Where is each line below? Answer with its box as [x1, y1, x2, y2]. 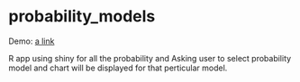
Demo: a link [8, 36, 55, 46]
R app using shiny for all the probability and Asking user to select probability [8, 53, 292, 63]
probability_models [8, 6, 156, 27]
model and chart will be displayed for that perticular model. [8, 62, 228, 73]
